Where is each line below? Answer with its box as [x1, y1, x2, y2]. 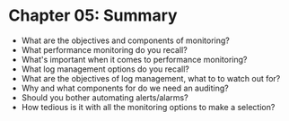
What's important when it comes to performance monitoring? [21, 54, 248, 65]
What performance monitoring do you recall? [21, 44, 188, 55]
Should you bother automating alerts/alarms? [21, 91, 189, 103]
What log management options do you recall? [21, 64, 189, 74]
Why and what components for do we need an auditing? [21, 82, 230, 93]
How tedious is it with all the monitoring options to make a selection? [21, 101, 276, 112]
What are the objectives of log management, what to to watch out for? [21, 73, 281, 83]
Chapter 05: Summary [8, 5, 178, 26]
